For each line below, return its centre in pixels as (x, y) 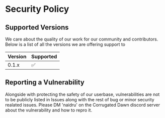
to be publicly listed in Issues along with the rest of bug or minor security (80, 99)
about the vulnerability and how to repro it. (49, 110)
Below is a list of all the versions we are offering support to (65, 44)
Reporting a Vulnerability (45, 82)
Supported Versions (37, 27)
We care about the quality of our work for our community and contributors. (82, 39)
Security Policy (37, 9)
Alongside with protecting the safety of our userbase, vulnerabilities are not (82, 94)
